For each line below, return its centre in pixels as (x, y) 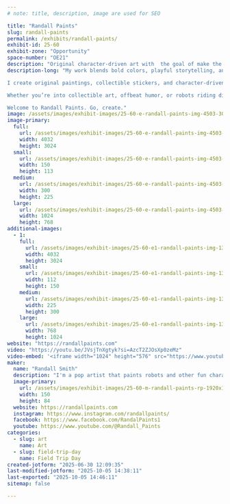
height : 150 (42, 286)
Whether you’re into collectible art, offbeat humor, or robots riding (111, 95)
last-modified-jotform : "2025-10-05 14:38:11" (75, 471)
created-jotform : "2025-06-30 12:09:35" (66, 465)
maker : (16, 363)
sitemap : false (29, 484)
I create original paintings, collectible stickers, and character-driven (116, 83)
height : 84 (35, 401)
